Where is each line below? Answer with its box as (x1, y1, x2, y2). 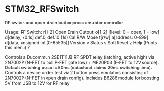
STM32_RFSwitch (5, 3, 79, 15)
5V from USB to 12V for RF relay (5, 80, 70, 86)
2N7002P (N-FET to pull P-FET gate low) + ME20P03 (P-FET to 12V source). (5, 59, 159, 65)
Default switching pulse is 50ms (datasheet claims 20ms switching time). (5, 65, 152, 70)
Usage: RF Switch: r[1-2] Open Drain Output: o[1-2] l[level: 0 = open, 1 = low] (5, 29, 160, 35)
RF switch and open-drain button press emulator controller (5, 20, 123, 25)
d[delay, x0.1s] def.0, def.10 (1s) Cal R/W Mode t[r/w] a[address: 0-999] (5, 34, 148, 40)
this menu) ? (5, 45, 30, 50)
